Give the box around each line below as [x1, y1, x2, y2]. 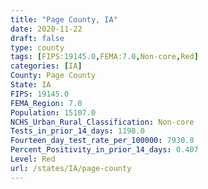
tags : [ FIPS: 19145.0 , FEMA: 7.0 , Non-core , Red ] [10, 52, 199, 62]
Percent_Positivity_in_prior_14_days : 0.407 [10, 145, 199, 155]
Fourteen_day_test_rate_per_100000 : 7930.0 [10, 136, 195, 146]
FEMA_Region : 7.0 [10, 98, 83, 108]
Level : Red [10, 154, 56, 164]
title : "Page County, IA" [10, 14, 118, 25]
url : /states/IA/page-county [10, 163, 132, 173]
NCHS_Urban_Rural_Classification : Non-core [10, 117, 195, 127]
